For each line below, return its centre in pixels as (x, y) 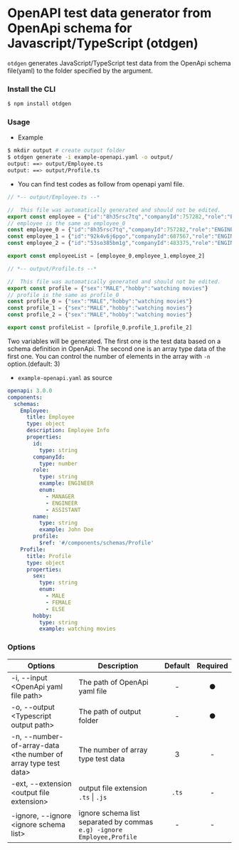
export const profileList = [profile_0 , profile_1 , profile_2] (100, 328)
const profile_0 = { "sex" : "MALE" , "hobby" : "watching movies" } (100, 301)
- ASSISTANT (63, 510)
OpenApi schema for (70, 28)
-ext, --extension (42, 783)
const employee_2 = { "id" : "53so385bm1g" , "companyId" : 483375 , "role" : (111, 243)
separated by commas (116, 822)
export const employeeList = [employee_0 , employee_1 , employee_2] (106, 256)
